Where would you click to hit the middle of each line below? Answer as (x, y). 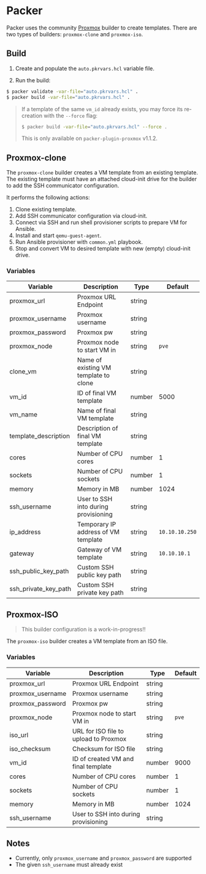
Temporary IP (97, 525)
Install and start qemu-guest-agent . (58, 236)
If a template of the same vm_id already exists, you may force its (102, 109)
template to (93, 375)
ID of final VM (97, 393)
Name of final (97, 411)
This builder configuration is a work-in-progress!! (83, 630)
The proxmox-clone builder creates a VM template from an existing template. (102, 173)
